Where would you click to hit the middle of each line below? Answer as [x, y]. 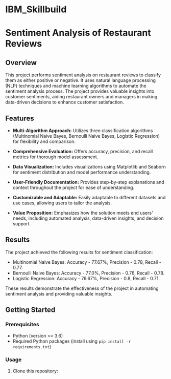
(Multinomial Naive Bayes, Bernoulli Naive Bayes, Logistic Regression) [86, 136]
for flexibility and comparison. [44, 141]
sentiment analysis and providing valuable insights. [59, 293]
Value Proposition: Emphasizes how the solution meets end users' [83, 213]
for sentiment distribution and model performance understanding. [82, 172]
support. [22, 224]
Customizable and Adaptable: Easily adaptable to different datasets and [89, 197]
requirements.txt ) [32, 346]
